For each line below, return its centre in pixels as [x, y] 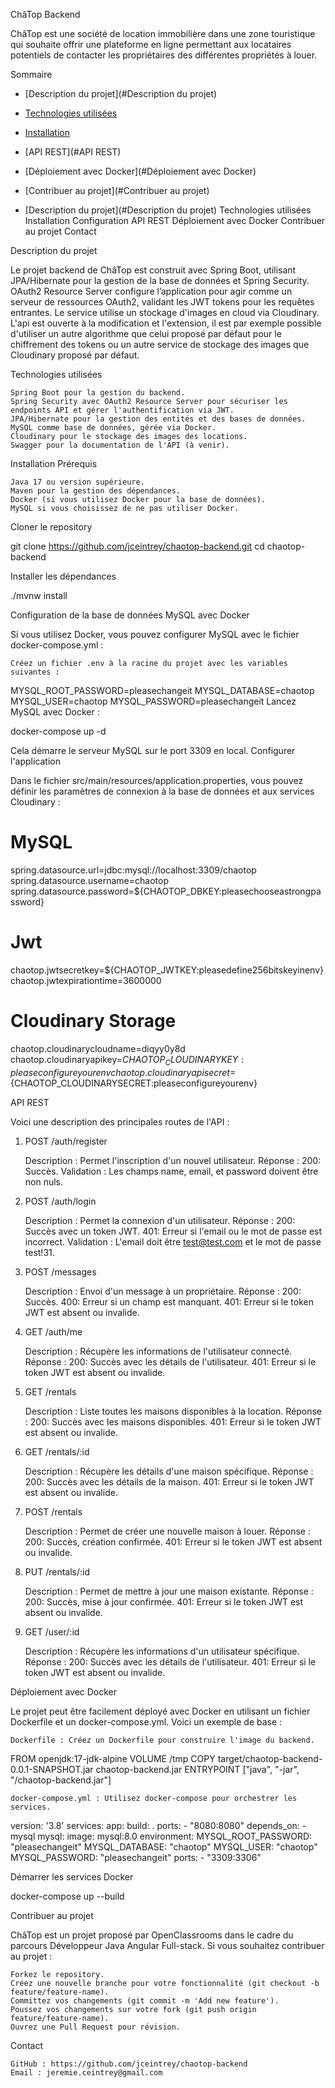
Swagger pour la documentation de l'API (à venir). [120, 445]
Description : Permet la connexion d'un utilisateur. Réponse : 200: [160, 1220]
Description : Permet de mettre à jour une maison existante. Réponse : [169, 1591]
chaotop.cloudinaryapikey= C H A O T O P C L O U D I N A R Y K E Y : [127, 1060]
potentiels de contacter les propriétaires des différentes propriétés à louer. [164, 55]
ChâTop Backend [45, 14]
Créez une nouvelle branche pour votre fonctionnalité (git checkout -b [165, 1983]
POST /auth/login [60, 1201]
